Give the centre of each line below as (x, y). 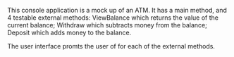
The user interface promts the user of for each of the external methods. (111, 46)
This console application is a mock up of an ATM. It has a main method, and (117, 10)
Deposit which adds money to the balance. (69, 32)
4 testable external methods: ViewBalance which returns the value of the (113, 18)
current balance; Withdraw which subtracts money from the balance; (107, 25)
